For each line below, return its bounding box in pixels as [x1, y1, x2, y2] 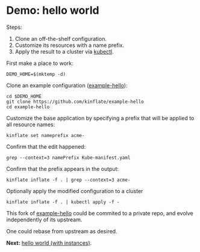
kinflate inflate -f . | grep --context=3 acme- [6, 177, 131, 183]
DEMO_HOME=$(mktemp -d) [6, 71, 66, 77]
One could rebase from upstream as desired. [6, 227, 117, 235]
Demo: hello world [6, 4, 99, 17]
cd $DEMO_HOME [6, 93, 42, 99]
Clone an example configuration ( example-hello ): [6, 82, 128, 89]
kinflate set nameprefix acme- [6, 132, 85, 138]
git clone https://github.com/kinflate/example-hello [6, 99, 145, 105]
